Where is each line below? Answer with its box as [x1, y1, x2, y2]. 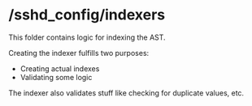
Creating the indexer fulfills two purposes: [8, 48, 150, 57]
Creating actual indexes [20, 63, 100, 74]
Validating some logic [20, 72, 93, 82]
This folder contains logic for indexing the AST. [8, 32, 166, 42]
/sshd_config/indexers [8, 6, 165, 24]
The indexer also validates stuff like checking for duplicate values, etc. [8, 87, 245, 98]
